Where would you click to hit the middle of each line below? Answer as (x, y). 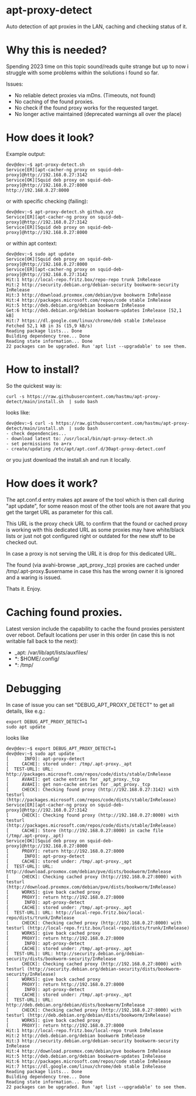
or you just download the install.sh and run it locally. (69, 459)
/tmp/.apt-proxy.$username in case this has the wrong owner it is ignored (95, 571)
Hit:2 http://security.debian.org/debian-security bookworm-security (93, 285)
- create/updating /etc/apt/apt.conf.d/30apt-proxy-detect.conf (86, 449)
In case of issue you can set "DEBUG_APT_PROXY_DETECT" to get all (90, 704)
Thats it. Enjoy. (24, 588)
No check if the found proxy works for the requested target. (87, 108)
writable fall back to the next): (42, 641)
